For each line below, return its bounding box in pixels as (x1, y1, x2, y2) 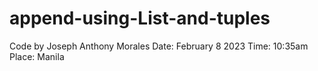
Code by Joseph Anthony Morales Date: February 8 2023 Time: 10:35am (9, 40, 309, 52)
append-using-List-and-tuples (9, 7, 271, 30)
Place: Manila (9, 50, 65, 62)
